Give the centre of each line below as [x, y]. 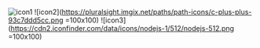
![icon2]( [48, 12]
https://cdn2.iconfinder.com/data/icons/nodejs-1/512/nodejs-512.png [122, 28]
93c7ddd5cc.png [36, 20]
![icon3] [114, 20]
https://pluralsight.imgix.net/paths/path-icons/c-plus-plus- [157, 12]
